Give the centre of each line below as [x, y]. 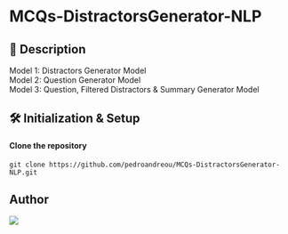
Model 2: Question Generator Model [75, 80]
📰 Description [48, 49]
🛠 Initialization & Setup [75, 119]
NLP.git [24, 172]
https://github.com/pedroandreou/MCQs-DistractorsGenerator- [164, 165]
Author [29, 199]
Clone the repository [48, 145]
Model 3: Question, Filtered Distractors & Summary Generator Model [134, 89]
